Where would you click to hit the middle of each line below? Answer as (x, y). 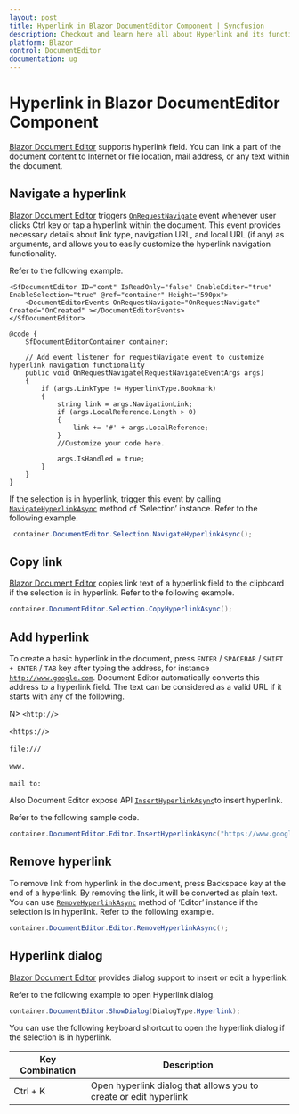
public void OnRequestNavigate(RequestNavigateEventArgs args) (145, 373)
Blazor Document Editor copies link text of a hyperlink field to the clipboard (147, 583)
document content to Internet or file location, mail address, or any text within (149, 156)
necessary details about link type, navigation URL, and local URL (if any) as (147, 234)
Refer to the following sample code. (74, 818)
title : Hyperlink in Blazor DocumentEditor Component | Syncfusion (137, 26)
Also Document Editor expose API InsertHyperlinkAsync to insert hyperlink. (146, 801)
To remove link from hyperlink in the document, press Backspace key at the (148, 883)
